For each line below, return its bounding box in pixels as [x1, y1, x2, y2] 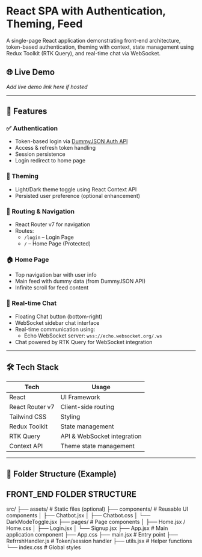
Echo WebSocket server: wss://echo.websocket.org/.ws [23, 332, 162, 339]
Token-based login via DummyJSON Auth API [14, 138, 128, 145]
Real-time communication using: [14, 325, 96, 333]
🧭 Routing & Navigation [6, 207, 75, 215]
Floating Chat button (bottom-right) [14, 313, 103, 320]
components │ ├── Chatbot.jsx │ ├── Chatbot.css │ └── [6, 511, 151, 519]
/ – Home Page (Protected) [23, 240, 91, 247]
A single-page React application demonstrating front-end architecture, [6, 37, 181, 44]
